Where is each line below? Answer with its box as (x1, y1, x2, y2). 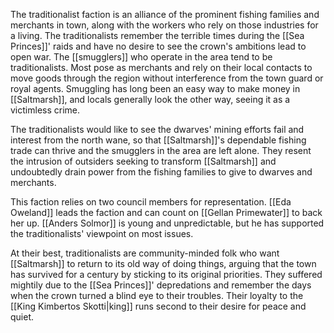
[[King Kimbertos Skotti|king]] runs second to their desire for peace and (10, 300, 307, 312)
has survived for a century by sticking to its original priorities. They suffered (10, 269, 323, 280)
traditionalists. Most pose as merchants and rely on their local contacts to (10, 62, 313, 73)
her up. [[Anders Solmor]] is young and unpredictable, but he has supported (10, 217, 325, 229)
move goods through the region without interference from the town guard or (10, 72, 324, 84)
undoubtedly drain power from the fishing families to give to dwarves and (10, 166, 313, 178)
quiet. (10, 311, 35, 323)
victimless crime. (10, 104, 81, 116)
